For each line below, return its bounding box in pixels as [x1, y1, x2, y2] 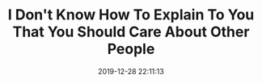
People [107, 40, 155, 58]
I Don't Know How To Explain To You [7, 6, 255, 24]
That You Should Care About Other [12, 23, 250, 41]
